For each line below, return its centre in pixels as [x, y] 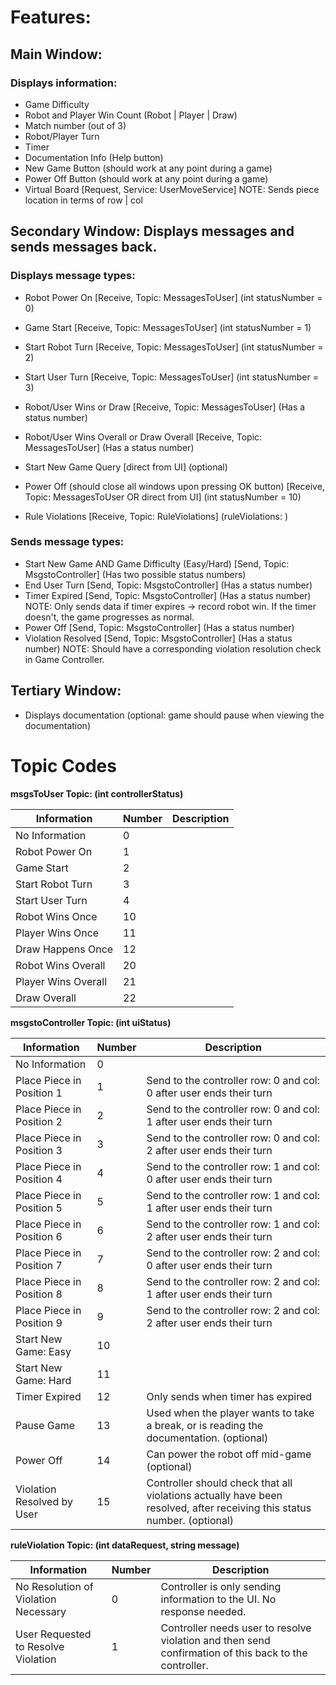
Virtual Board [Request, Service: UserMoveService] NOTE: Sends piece [172, 189]
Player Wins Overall [61, 981]
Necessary [41, 1611]
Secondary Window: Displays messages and [152, 231]
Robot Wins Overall [60, 965]
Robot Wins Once [56, 916]
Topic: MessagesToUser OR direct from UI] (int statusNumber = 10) [163, 497]
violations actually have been [214, 1495]
